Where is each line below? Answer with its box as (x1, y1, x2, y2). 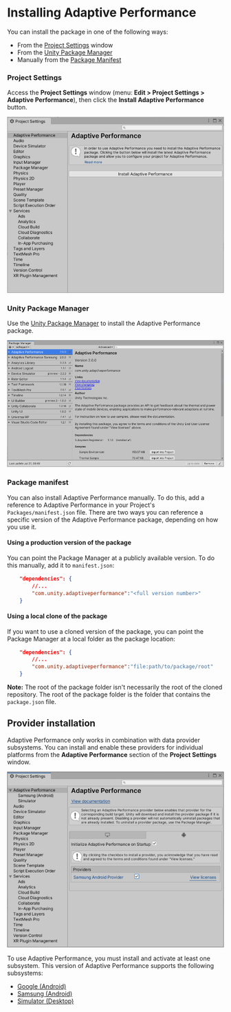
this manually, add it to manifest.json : (7, 561, 115, 569)
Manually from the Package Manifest (16, 55, 122, 63)
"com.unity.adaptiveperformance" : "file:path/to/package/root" (32, 663, 214, 670)
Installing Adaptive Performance (7, 5, 197, 21)
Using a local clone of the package (7, 612, 108, 620)
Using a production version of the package (7, 539, 132, 547)
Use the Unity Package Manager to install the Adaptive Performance (7, 319, 201, 328)
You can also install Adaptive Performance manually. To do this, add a (7, 493, 205, 502)
